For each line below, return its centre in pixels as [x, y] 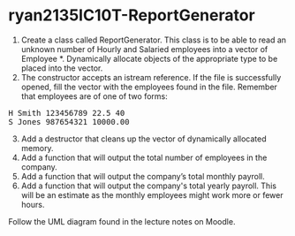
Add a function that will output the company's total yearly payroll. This [149, 186]
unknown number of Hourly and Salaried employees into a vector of [144, 49]
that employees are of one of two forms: [95, 96]
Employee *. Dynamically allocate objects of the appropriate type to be [149, 58]
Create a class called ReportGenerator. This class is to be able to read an [154, 40]
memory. [37, 148]
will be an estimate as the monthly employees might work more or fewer [152, 194]
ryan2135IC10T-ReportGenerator [132, 15]
